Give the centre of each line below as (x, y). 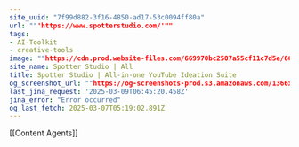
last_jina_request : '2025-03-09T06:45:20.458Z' (99, 91)
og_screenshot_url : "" (51, 83)
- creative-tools (41, 50)
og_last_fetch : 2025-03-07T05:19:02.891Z (87, 108)
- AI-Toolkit (33, 42)
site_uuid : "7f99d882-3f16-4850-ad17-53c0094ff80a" (107, 17)
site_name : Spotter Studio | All (71, 67)
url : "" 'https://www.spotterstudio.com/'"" (91, 26)
